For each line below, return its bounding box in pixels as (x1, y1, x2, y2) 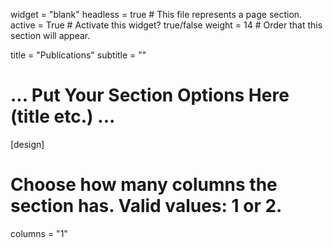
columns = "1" (10, 227, 68, 239)
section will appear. (10, 30, 91, 41)
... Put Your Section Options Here (10, 84, 290, 107)
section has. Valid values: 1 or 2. (10, 195, 283, 218)
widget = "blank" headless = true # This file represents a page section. (10, 9, 303, 20)
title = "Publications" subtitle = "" (10, 49, 147, 61)
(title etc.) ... (10, 105, 116, 128)
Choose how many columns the (10, 174, 278, 196)
